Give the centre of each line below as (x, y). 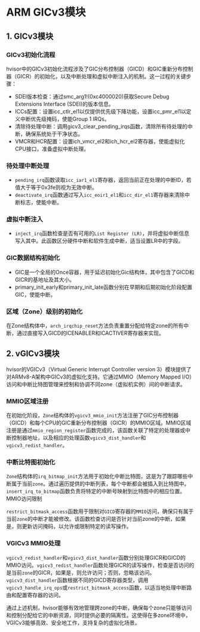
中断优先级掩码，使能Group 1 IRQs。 (65, 119)
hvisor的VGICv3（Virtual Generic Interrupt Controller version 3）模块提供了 (99, 369)
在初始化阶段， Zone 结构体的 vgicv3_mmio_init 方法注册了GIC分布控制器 (93, 416)
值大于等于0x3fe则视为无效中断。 (56, 187)
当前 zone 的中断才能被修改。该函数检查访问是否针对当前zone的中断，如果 (96, 519)
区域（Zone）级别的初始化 (44, 312)
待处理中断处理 (28, 166)
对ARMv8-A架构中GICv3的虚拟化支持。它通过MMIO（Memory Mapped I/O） (99, 377)
